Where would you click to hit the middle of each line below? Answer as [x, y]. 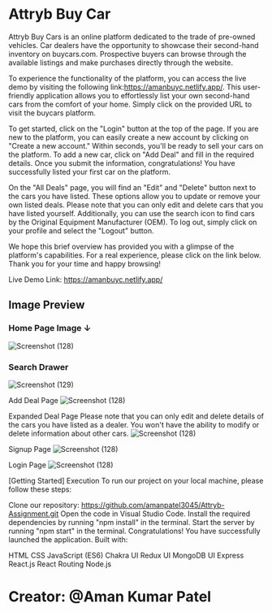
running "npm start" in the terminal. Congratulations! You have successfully [135, 531]
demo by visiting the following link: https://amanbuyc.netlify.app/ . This [125, 87]
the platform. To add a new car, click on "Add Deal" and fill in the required [131, 154]
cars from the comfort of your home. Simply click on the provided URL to [130, 104]
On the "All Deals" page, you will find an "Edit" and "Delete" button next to [132, 187]
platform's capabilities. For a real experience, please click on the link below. [135, 255]
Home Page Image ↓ [50, 328]
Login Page [28, 465]
